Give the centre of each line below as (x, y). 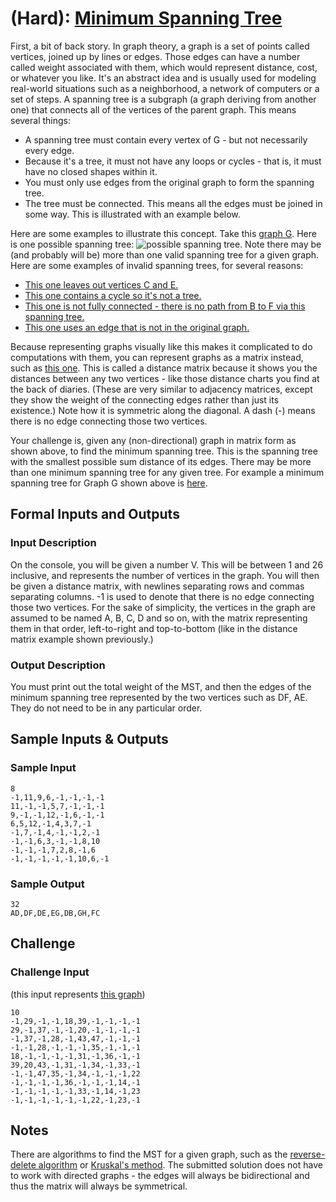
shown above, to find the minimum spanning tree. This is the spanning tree (164, 451)
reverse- (307, 1154)
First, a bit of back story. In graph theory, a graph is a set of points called (160, 46)
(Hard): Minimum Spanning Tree (146, 18)
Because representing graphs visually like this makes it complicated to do (161, 346)
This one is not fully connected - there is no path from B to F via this (165, 306)
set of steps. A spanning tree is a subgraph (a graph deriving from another (163, 99)
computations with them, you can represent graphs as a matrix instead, (157, 357)
